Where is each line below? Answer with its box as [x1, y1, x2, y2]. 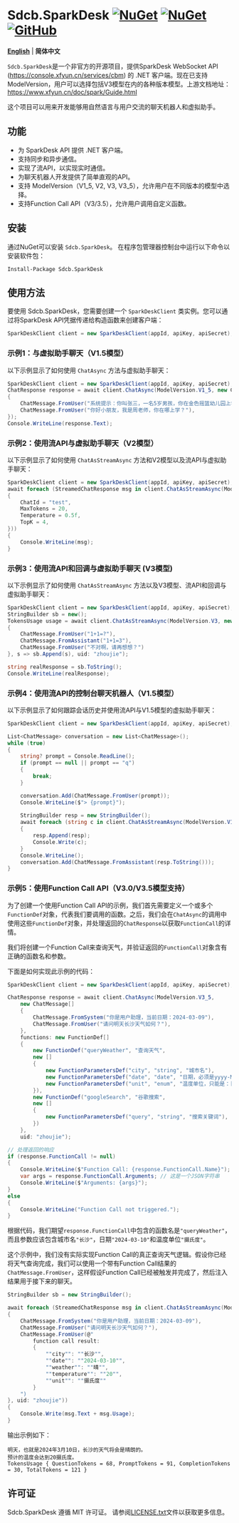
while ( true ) [7, 739, 46, 747]
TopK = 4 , [20, 519, 50, 526]
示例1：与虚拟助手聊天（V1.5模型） [7, 348, 128, 358]
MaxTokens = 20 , [20, 505, 69, 513]
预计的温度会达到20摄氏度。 [7, 1454, 78, 1461]
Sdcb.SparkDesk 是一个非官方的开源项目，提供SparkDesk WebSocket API [7, 61, 218, 71]
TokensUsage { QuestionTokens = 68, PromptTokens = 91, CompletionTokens [7, 1460, 231, 1467]
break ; [33, 773, 53, 780]
